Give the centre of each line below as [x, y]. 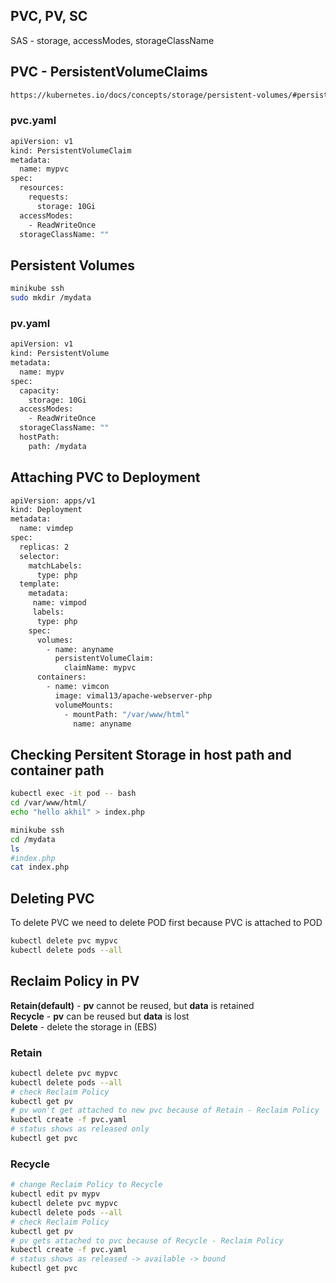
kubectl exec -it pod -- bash [73, 794]
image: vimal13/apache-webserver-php [133, 695]
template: [39, 584]
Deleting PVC [52, 898]
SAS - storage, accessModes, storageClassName [112, 40]
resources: [42, 188]
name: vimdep [46, 529]
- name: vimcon [78, 687]
